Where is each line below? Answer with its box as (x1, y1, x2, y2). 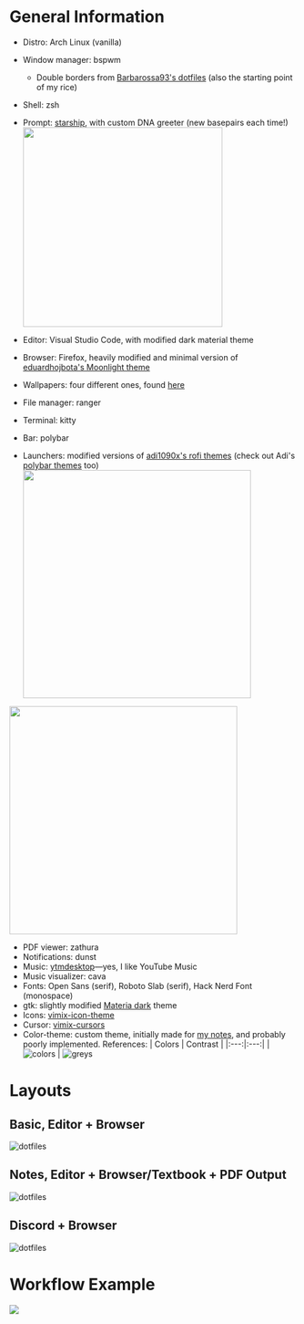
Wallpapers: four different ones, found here (22, 379, 185, 390)
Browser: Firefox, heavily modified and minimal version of (22, 351, 238, 362)
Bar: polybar (22, 432, 70, 443)
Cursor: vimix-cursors (22, 1019, 106, 1030)
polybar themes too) (22, 459, 99, 471)
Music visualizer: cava (22, 970, 106, 982)
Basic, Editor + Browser (9, 1116, 146, 1132)
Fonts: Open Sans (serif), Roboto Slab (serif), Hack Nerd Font (22, 980, 253, 991)
